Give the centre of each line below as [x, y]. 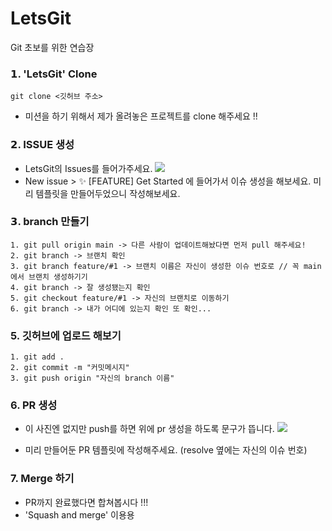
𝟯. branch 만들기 [50, 222]
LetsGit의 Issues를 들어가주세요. [88, 168]
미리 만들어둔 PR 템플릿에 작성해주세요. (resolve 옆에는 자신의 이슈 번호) [166, 450]
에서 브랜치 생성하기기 [49, 277]
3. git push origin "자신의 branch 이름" [92, 378]
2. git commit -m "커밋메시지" [70, 368]
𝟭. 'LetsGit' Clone [54, 74]
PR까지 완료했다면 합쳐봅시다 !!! [86, 502]
